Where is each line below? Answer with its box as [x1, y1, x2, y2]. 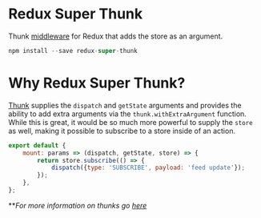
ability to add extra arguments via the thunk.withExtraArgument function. [8, 109, 247, 119]
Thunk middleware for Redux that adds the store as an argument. [8, 31, 223, 41]
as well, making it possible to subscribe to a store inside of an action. [8, 126, 236, 135]
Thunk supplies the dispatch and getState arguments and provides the [8, 100, 242, 110]
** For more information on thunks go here [8, 200, 147, 210]
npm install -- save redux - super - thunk [8, 46, 138, 54]
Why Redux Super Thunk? [8, 74, 186, 92]
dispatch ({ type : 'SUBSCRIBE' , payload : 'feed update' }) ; [50, 163, 246, 172]
